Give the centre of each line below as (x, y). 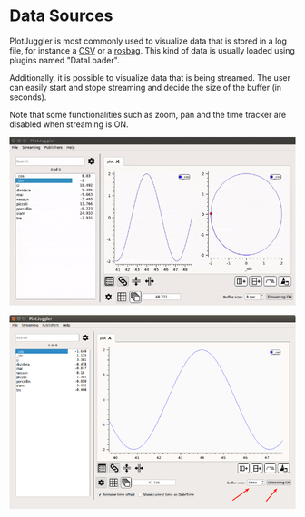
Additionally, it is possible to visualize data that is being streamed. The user (150, 77)
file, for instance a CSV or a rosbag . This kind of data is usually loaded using (152, 50)
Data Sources (61, 16)
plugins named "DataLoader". (64, 60)
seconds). (28, 97)
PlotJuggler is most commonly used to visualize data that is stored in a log (148, 41)
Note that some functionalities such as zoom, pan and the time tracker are (148, 114)
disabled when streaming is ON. (69, 124)
